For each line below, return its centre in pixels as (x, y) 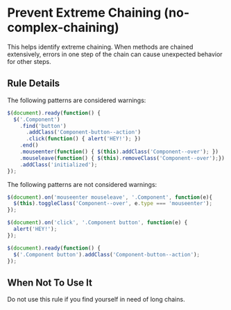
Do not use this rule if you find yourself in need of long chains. (96, 300)
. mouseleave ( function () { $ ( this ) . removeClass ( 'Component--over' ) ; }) (122, 158)
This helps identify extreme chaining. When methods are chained (100, 47)
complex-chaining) (63, 27)
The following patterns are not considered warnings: (82, 184)
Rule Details (34, 84)
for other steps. (29, 61)
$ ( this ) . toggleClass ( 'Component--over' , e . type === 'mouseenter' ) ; (113, 204)
